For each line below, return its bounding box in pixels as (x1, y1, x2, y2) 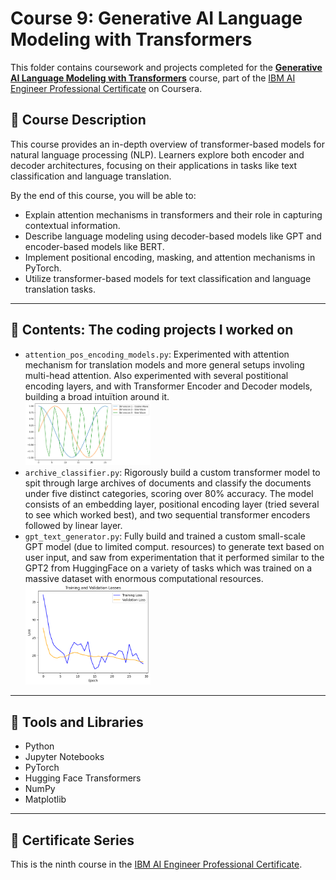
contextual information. (24, 219, 121, 231)
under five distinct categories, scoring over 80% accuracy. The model (24, 488, 314, 500)
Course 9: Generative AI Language (10, 7, 303, 30)
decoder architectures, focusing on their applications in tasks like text (10, 159, 298, 171)
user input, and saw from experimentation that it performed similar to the (24, 552, 325, 564)
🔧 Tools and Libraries (10, 713, 144, 731)
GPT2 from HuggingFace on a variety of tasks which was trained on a (24, 562, 313, 574)
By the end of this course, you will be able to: (10, 189, 197, 201)
